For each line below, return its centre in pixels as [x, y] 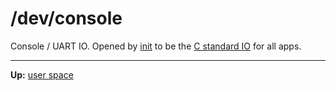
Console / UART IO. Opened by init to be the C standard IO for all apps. [156, 46]
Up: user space [42, 74]
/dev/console [66, 18]
